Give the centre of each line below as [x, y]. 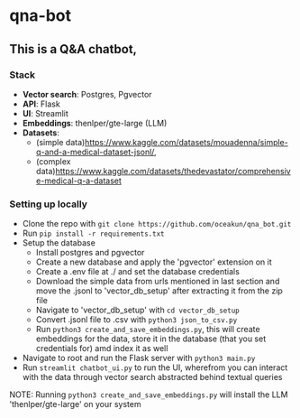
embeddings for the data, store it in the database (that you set [151, 339]
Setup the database [59, 243]
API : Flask [41, 104]
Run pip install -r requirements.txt [93, 233]
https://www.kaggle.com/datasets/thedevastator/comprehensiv [173, 171]
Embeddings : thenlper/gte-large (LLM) [95, 123]
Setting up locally [49, 204]
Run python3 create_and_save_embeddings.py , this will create [148, 330]
